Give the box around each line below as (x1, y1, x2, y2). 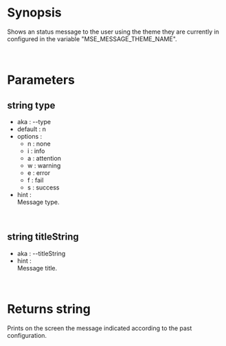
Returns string (7, 301, 91, 316)
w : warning (27, 161, 61, 170)
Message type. (16, 198, 60, 206)
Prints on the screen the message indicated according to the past (7, 324, 192, 332)
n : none (27, 139, 51, 148)
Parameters (7, 72, 76, 88)
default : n (16, 125, 46, 133)
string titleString (7, 231, 79, 243)
